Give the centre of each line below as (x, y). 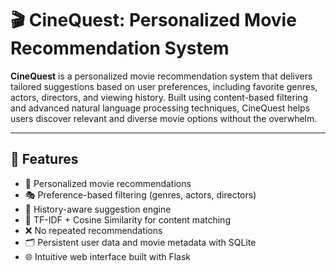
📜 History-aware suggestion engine (98, 209)
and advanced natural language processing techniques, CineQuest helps (160, 108)
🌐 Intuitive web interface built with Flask (108, 256)
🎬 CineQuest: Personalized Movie (153, 20)
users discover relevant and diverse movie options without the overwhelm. (164, 118)
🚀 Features (44, 159)
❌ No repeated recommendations (93, 230)
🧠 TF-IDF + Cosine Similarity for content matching (127, 219)
